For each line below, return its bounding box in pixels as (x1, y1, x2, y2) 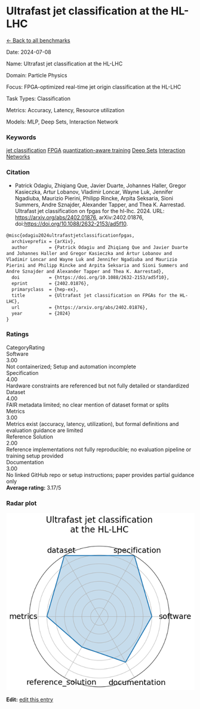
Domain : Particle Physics (6, 71, 67, 79)
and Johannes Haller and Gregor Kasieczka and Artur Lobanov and (6, 250, 172, 256)
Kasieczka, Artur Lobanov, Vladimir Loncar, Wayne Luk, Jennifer (14, 188, 173, 196)
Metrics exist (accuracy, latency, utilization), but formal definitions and (6, 420, 179, 427)
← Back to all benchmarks (6, 37, 70, 44)
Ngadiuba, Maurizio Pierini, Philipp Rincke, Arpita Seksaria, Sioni (14, 194, 173, 202)
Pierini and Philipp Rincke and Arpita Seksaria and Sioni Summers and (6, 262, 188, 268)
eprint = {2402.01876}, (11, 280, 90, 286)
